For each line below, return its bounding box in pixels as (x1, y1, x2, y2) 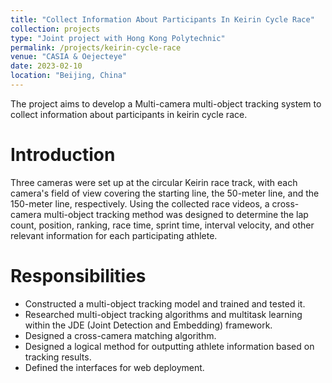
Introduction (10, 144, 116, 166)
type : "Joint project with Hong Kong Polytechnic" (10, 33, 226, 43)
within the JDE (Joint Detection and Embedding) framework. (24, 319, 273, 331)
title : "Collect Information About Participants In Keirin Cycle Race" (10, 14, 315, 25)
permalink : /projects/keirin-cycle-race (10, 42, 182, 53)
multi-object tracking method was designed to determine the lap (43, 208, 309, 220)
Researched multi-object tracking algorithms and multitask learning (24, 308, 303, 320)
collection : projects (10, 24, 101, 34)
